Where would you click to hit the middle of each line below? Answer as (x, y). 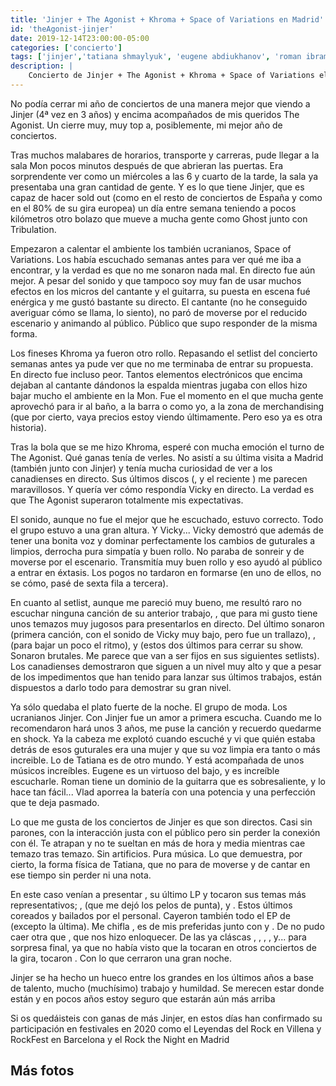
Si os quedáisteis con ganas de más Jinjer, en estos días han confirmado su (166, 1018)
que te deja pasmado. (55, 802)
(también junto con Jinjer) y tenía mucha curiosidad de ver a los (141, 468)
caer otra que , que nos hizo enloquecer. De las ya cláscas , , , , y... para (158, 937)
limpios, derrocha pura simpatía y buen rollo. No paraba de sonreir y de (157, 551)
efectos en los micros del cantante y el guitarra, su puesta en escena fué (160, 291)
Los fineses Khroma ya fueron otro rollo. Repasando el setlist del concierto (164, 353)
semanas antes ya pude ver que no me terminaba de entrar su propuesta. (162, 363)
